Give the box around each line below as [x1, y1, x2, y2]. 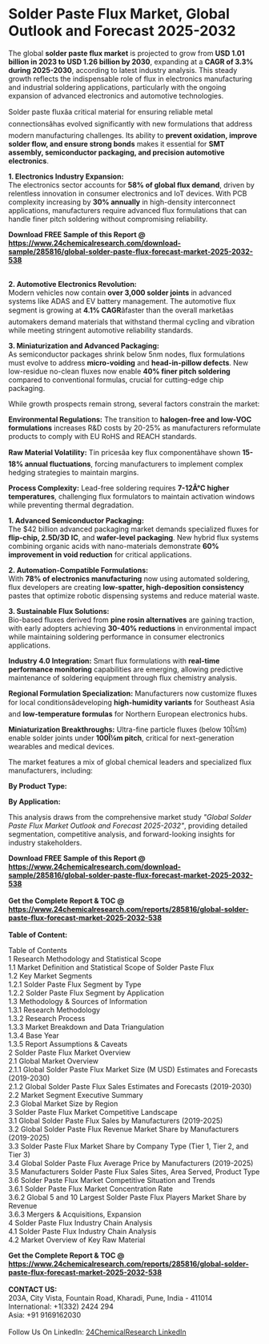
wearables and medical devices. [8, 741, 114, 751]
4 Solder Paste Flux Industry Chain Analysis [8, 1217, 153, 1227]
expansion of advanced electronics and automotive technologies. [8, 91, 224, 100]
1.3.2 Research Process [8, 1013, 86, 1023]
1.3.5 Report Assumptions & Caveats [8, 1039, 128, 1048]
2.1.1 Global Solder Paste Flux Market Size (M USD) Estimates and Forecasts [8, 1064, 258, 1074]
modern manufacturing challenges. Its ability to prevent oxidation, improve [8, 130, 258, 140]
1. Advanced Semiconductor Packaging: [8, 515, 144, 525]
